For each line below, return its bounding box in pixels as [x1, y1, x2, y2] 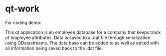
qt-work [5, 3, 40, 14]
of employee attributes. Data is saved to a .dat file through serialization [5, 34, 151, 40]
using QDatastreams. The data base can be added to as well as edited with [5, 39, 159, 45]
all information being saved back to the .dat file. [5, 45, 103, 51]
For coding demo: [5, 19, 41, 25]
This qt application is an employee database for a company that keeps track [5, 29, 161, 35]
